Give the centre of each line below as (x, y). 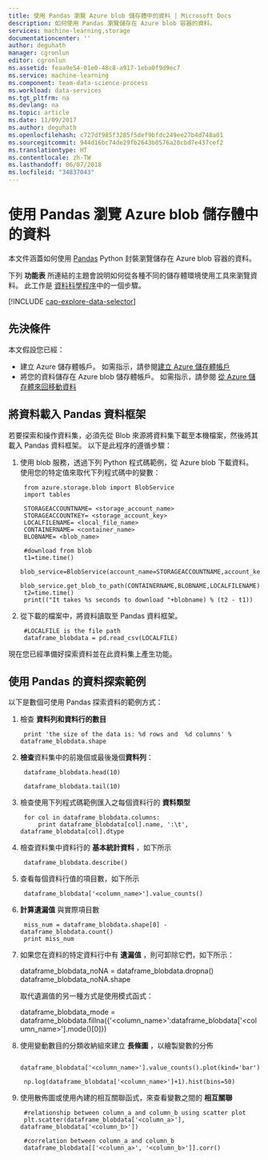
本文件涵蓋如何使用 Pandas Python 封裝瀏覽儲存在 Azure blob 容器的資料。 (132, 258)
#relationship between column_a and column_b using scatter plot (135, 1113)
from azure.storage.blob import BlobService (99, 487)
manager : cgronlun (39, 53)
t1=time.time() (49, 558)
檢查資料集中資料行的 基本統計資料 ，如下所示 (96, 848)
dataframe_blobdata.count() (66, 932)
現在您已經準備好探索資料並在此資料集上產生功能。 (92, 654)
